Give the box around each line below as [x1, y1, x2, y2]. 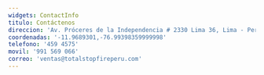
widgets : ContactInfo [8, 11, 79, 20]
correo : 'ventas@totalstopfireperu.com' [8, 55, 143, 63]
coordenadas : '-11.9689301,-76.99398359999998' [8, 33, 167, 41]
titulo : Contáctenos [8, 19, 76, 27]
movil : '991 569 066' [8, 48, 79, 55]
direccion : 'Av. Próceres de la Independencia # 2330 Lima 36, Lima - [8, 26, 244, 34]
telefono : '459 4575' [8, 41, 79, 48]
